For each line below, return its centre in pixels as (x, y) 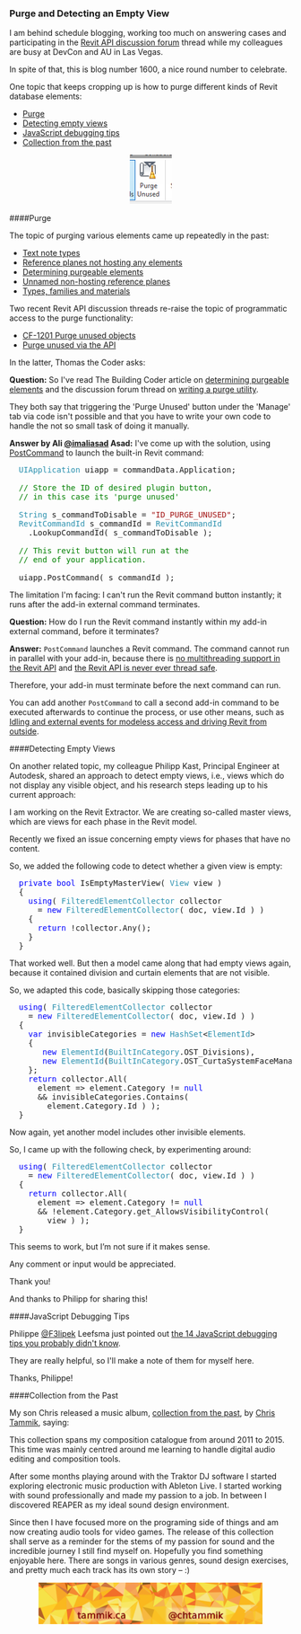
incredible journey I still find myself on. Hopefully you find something (136, 1551)
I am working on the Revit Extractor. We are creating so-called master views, (150, 812)
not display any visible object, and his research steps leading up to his (139, 785)
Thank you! (30, 1282)
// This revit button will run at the (104, 551)
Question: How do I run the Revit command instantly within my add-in (138, 622)
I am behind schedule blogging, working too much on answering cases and (148, 33)
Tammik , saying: (39, 1423)
